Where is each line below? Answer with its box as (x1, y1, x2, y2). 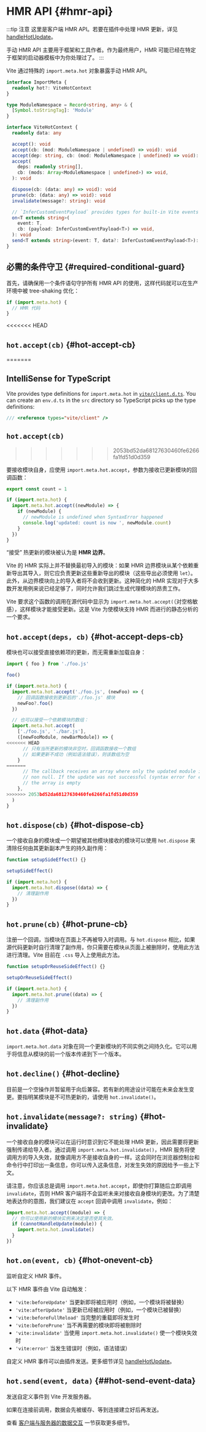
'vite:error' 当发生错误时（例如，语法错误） (15, 1344, 131, 1351)
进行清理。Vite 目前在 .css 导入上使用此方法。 (6, 951, 124, 959)
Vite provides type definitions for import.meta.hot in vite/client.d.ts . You (6, 390, 196, 397)
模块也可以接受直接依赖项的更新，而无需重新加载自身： (6, 648, 146, 656)
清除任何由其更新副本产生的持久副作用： (6, 844, 109, 852)
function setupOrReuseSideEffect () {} (6, 964, 105, 970)
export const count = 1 (6, 486, 67, 492)
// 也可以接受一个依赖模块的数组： (12, 717, 89, 723)
